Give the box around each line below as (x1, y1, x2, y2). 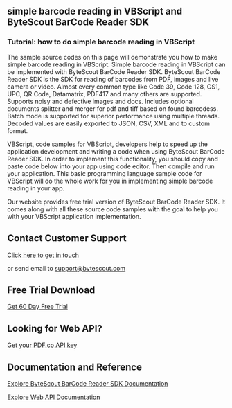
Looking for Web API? (7, 322, 102, 335)
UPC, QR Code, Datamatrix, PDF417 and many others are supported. (7, 89, 202, 98)
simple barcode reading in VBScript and (7, 6, 183, 17)
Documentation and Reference (7, 361, 142, 373)
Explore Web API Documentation (7, 393, 100, 401)
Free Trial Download (7, 284, 96, 296)
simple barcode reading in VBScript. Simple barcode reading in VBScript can (7, 60, 226, 69)
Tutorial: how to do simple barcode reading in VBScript (7, 37, 195, 47)
